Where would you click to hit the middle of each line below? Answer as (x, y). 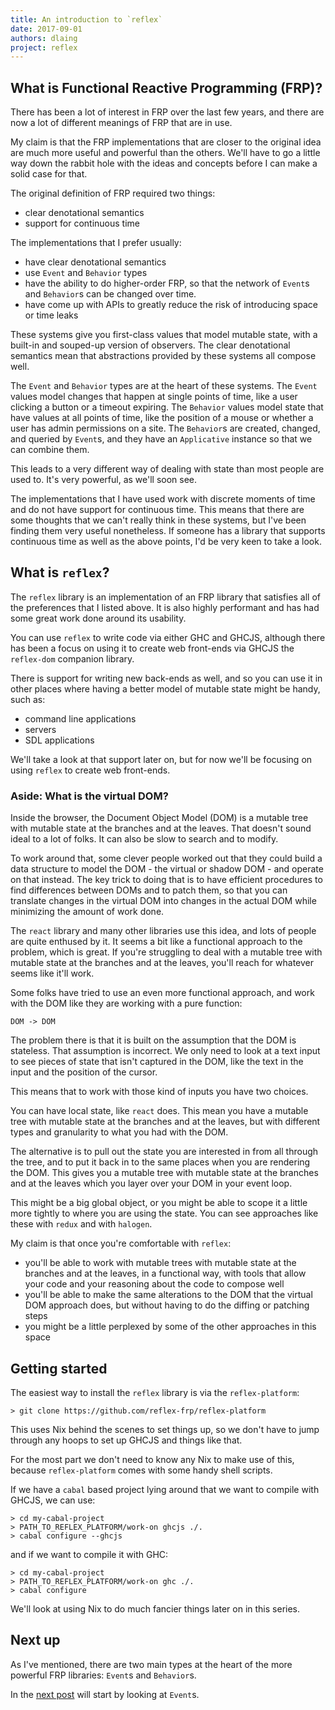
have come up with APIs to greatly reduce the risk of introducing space (171, 305)
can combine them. (50, 450)
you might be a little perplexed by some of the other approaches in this (170, 1327)
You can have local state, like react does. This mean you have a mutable (159, 1111)
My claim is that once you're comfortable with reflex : (121, 1243)
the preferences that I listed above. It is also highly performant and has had (165, 607)
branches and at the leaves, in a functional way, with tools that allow (165, 1273)
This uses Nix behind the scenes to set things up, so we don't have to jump (165, 1429)
